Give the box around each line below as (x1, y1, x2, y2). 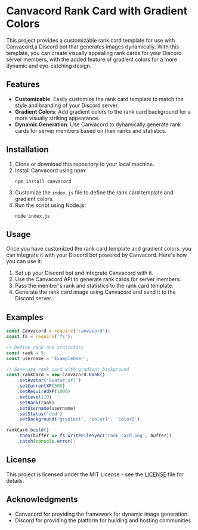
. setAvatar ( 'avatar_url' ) (17, 377, 82, 383)
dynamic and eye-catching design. (6, 62, 92, 69)
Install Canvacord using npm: (14, 166, 87, 174)
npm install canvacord (14, 178, 72, 184)
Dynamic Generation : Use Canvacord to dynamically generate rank (14, 121, 181, 128)
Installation (6, 145, 49, 155)
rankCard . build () (6, 427, 49, 433)
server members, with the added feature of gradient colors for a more (6, 56, 178, 63)
